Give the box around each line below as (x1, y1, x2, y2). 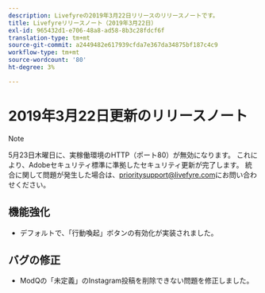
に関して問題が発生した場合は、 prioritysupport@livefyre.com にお (14, 170, 230, 179)
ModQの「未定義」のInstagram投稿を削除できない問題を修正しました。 (19, 276, 254, 286)
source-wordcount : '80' (8, 56, 87, 64)
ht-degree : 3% (8, 64, 56, 71)
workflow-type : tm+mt (8, 48, 80, 56)
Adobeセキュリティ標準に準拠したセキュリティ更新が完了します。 (29, 160, 244, 169)
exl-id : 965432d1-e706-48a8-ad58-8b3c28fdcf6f (8, 26, 165, 34)
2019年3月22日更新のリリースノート (8, 106, 248, 125)
